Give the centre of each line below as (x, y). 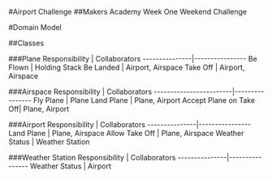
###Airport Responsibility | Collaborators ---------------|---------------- (130, 124)
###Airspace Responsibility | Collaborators (80, 92)
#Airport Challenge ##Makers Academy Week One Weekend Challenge (128, 12)
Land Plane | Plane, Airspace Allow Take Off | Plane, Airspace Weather (126, 133)
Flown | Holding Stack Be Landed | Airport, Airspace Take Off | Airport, (127, 67)
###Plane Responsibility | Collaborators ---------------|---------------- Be (133, 59)
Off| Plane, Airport (39, 109)
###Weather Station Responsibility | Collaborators (92, 158)
